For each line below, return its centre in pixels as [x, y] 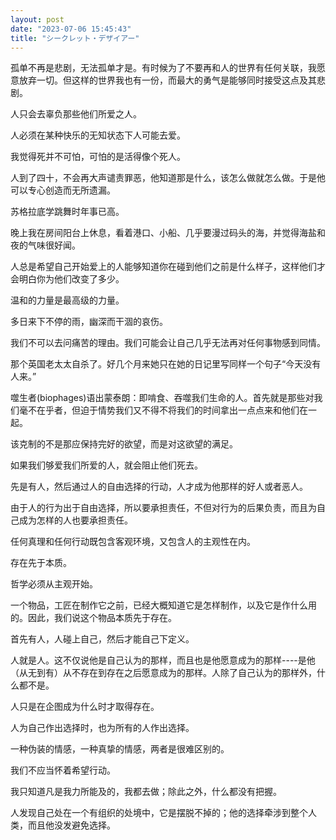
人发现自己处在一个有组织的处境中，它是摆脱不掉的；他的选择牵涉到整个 [159, 813]
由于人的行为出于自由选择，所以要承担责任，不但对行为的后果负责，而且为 [163, 508]
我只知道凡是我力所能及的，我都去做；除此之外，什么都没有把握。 [146, 792]
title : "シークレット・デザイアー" [75, 38]
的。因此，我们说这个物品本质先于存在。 [93, 618]
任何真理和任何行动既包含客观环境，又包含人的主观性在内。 [133, 542]
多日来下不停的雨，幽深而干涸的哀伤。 [89, 322]
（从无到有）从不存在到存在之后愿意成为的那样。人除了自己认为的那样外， [163, 673]
